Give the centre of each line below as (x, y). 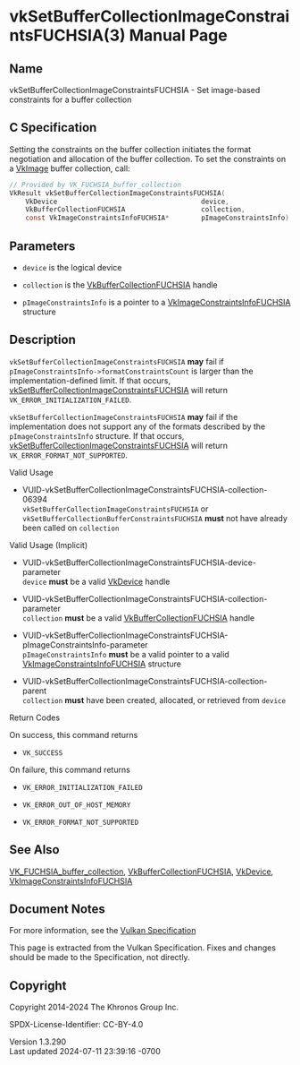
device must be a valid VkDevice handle (96, 581)
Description (42, 340)
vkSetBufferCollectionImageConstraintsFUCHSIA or (115, 509)
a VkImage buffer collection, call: (70, 168)
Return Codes (35, 717)
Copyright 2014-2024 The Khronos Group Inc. (94, 1007)
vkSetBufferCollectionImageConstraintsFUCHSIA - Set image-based (135, 90)
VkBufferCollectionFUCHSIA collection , (135, 210)
